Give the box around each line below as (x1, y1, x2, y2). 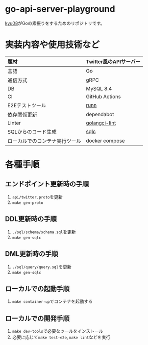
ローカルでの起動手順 (5, 284, 70, 293)
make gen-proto (12, 200, 44, 205)
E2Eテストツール (7, 102, 47, 109)
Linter (7, 119, 21, 126)
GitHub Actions (86, 93, 121, 100)
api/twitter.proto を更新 (12, 194, 63, 199)
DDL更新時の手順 (5, 215, 57, 223)
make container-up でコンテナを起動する (12, 298, 93, 304)
